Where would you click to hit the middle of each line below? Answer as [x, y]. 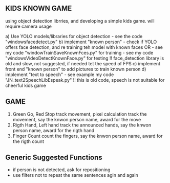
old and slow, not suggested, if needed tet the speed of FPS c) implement [83, 63]
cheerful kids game [26, 85]
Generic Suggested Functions [54, 158]
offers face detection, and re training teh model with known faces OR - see [84, 47]
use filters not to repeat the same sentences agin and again [75, 175]
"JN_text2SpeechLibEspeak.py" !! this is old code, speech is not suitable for [85, 80]
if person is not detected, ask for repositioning [61, 170]
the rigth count [28, 141]
